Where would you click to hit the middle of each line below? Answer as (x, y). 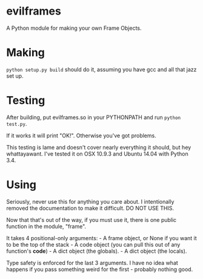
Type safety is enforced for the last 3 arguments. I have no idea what (92, 263)
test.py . (17, 123)
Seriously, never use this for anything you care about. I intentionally (90, 201)
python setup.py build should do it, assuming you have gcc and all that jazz (101, 69)
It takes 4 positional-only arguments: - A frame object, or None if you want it (101, 238)
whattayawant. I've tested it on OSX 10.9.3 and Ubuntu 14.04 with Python (98, 154)
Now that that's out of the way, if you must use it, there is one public (92, 219)
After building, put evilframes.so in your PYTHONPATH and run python (93, 117)
